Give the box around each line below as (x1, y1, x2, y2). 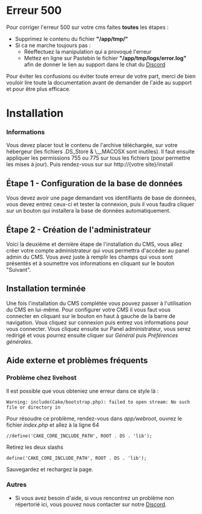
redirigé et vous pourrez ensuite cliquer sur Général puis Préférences (6, 331, 178, 339)
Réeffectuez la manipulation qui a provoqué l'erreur (24, 48, 152, 55)
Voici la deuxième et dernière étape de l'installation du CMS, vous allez (6, 240, 183, 248)
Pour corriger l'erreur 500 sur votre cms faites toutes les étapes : (6, 24, 169, 31)
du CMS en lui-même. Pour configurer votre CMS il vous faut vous (6, 306, 171, 313)
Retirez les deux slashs (6, 443, 63, 451)
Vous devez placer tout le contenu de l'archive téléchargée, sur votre (6, 142, 178, 149)
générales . (6, 338, 33, 345)
